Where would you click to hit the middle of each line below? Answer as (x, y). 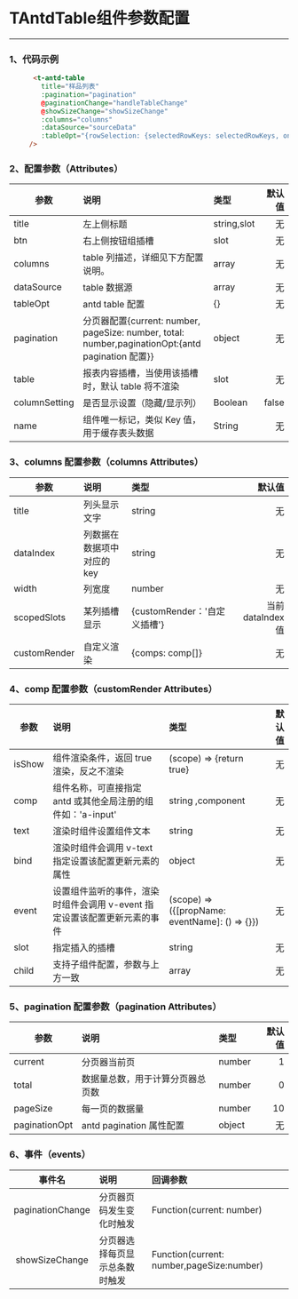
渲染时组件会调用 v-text (103, 848)
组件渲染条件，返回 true (102, 758)
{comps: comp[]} (167, 652)
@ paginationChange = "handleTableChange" (115, 103)
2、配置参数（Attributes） (66, 169)
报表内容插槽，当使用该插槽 (141, 373)
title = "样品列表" (71, 87)
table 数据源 (108, 288)
